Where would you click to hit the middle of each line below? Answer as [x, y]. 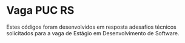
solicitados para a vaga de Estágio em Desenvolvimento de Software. [93, 33]
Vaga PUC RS [40, 10]
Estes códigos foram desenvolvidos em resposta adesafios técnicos [92, 27]
